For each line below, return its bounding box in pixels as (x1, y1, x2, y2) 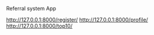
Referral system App (6, 5, 56, 12)
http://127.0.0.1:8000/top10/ (6, 23, 73, 29)
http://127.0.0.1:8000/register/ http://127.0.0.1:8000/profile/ (6, 16, 149, 23)
